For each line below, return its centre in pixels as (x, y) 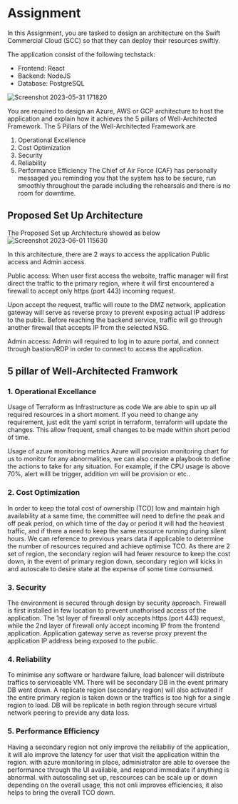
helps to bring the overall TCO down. (61, 792)
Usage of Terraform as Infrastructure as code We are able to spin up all (112, 407)
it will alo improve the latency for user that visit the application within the (113, 754)
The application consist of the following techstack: (81, 54)
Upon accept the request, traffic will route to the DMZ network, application (117, 304)
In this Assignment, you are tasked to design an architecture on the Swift (114, 33)
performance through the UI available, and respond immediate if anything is (118, 770)
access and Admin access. (47, 261)
